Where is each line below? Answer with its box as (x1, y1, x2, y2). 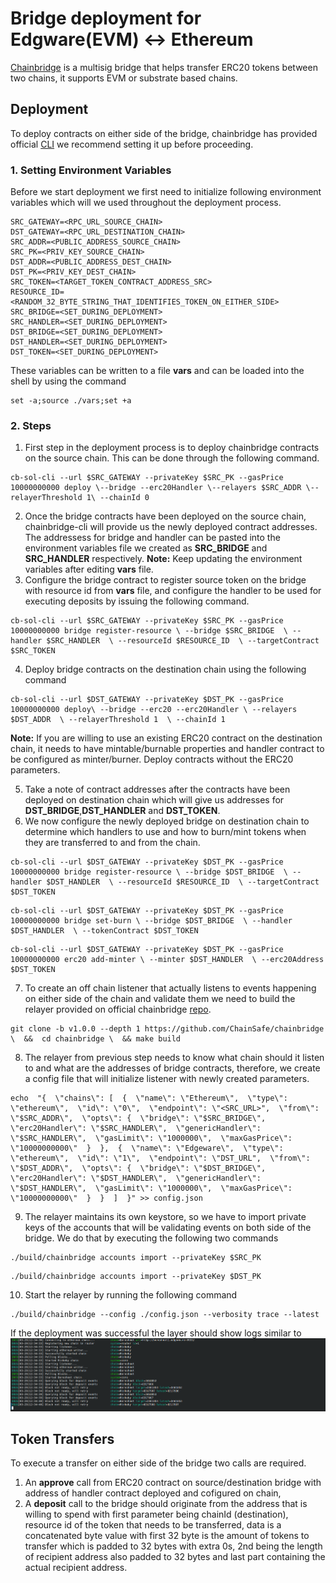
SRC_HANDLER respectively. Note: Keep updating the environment (24, 553, 303, 565)
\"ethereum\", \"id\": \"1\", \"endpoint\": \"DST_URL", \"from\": (10, 1153, 311, 1164)
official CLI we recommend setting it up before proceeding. (10, 138, 254, 150)
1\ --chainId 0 (86, 493, 150, 503)
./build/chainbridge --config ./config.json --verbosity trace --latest (10, 1310, 320, 1320)
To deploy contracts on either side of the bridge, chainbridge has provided (10, 127, 318, 139)
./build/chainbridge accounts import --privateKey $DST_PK (10, 1272, 262, 1282)
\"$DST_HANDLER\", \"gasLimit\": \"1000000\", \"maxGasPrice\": (10, 1183, 293, 1194)
